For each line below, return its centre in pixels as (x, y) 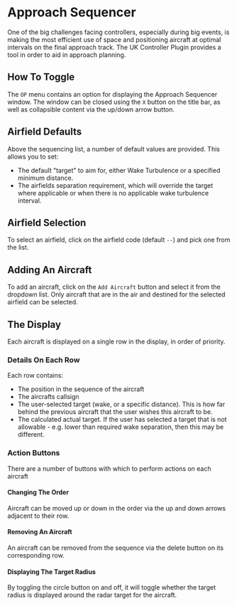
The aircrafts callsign (48, 397)
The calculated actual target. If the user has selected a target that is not (122, 420)
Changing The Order (38, 492)
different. (31, 435)
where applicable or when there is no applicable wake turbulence (113, 193)
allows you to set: (33, 156)
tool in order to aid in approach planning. (67, 55)
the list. (18, 248)
